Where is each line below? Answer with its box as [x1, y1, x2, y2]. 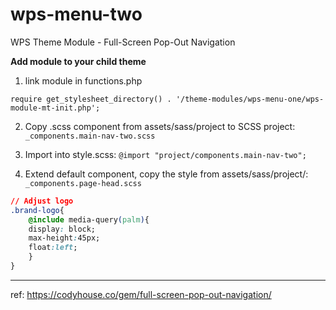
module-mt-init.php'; [10, 103, 101, 113]
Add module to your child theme [10, 55, 147, 67]
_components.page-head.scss [24, 178, 142, 188]
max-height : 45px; [28, 233, 101, 243]
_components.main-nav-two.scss [24, 131, 156, 141]
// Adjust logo [10, 196, 74, 206]
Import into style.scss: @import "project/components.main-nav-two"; [24, 148, 307, 160]
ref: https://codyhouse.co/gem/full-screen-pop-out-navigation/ [10, 288, 272, 300]
